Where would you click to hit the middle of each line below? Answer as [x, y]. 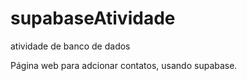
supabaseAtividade [93, 18]
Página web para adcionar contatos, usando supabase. [124, 65]
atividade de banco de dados [70, 46]
